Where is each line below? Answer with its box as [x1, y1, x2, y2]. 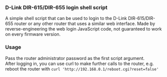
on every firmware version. [5, 31, 61, 37]
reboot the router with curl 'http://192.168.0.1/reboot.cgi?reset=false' [5, 65, 159, 71]
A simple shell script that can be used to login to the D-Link [5, 15, 127, 21]
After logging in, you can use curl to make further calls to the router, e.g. [5, 60, 154, 66]
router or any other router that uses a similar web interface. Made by [14, 20, 155, 26]
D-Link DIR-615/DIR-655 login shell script [5, 4, 107, 11]
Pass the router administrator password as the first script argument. [5, 55, 145, 61]
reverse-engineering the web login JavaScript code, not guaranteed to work [5, 26, 162, 32]
